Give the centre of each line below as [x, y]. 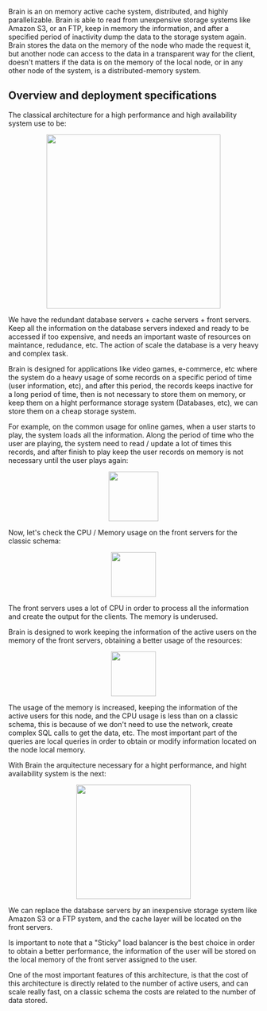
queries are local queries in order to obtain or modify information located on [132, 741]
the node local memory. [47, 749]
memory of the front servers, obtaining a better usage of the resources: [125, 640]
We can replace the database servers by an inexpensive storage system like [133, 910]
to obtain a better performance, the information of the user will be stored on [132, 951]
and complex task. [39, 353]
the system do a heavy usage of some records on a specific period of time [130, 377]
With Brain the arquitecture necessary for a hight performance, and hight [128, 765]
